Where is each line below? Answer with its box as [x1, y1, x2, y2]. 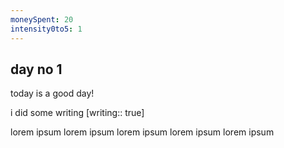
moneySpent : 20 [10, 14, 74, 25]
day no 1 [10, 61, 63, 78]
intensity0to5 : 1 [10, 24, 83, 34]
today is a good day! [10, 87, 95, 100]
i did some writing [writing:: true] [10, 107, 145, 119]
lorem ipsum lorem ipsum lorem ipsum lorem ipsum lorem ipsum [10, 126, 275, 138]
